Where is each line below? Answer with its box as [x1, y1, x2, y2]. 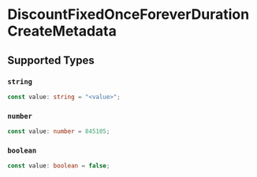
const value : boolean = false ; [7, 162, 110, 170]
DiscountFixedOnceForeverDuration [7, 6, 250, 24]
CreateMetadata [7, 22, 117, 40]
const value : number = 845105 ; [7, 127, 110, 135]
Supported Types [7, 53, 95, 67]
